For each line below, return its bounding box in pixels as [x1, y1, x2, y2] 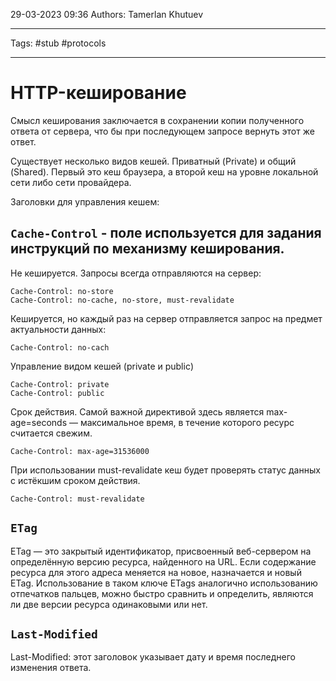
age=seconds [10, 416, 68, 428]
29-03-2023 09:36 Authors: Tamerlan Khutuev [10, 9, 204, 20]
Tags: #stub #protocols [10, 37, 107, 49]
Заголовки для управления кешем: [10, 195, 160, 208]
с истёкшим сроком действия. [10, 474, 141, 486]
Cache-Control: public [10, 388, 105, 398]
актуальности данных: [10, 323, 107, 335]
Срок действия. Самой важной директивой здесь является [10, 405, 265, 418]
